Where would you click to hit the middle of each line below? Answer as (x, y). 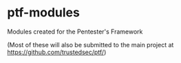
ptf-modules (44, 13)
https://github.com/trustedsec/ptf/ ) (57, 52)
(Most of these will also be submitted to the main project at (90, 45)
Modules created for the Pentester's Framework (75, 32)
